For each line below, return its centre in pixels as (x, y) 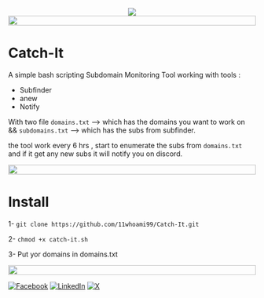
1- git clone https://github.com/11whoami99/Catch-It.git (104, 223)
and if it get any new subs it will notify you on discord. (95, 154)
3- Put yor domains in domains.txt (63, 254)
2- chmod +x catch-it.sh (48, 238)
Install (29, 202)
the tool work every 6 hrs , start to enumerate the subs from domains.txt (125, 145)
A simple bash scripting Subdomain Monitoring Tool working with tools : (125, 74)
